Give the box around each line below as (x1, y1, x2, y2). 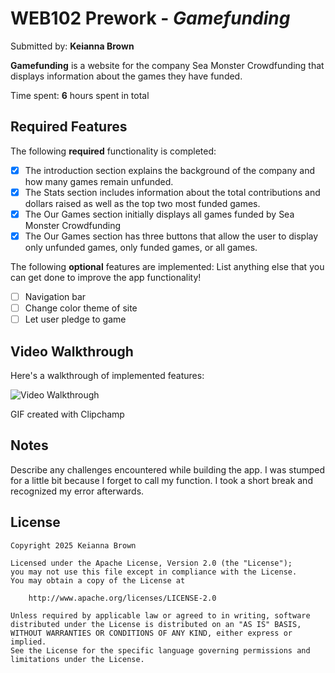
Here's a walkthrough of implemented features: (10, 370, 205, 381)
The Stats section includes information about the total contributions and (24, 186, 321, 198)
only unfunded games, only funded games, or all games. (24, 242, 258, 253)
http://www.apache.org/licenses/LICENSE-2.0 (28, 593, 217, 603)
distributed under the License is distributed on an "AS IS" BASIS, (10, 619, 302, 629)
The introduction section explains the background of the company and (24, 164, 315, 176)
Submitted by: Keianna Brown (10, 40, 135, 52)
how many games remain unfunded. (24, 175, 174, 187)
